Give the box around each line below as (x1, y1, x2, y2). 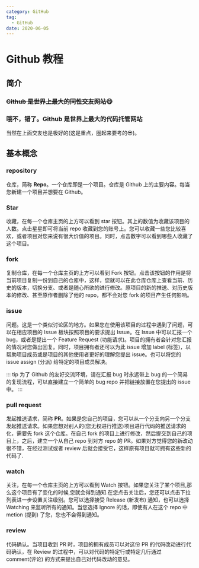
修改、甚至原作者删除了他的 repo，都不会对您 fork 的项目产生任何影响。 (16, 291, 192, 299)
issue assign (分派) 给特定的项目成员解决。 (6, 358, 111, 365)
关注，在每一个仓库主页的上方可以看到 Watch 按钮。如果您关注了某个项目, (6, 481, 187, 488)
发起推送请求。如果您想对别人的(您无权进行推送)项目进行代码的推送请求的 (6, 422, 187, 429)
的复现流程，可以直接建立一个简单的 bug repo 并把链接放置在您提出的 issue (6, 378, 191, 385)
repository (6, 167, 37, 175)
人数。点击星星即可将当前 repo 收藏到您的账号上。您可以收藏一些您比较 (6, 225, 182, 232)
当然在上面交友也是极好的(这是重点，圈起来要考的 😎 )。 (6, 129, 140, 137)
